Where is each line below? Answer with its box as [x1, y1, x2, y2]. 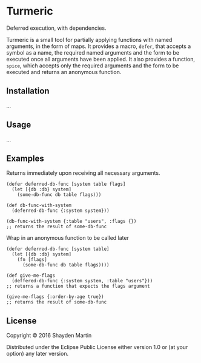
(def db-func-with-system [6, 202, 71, 209]
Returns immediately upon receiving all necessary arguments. [6, 169, 160, 177]
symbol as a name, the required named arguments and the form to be [6, 49, 180, 56]
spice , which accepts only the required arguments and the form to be [6, 62, 179, 69]
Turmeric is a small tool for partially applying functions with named [6, 36, 173, 43]
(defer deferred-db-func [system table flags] [6, 181, 126, 188]
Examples [6, 153, 44, 163]
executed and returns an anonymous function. [6, 68, 122, 75]
